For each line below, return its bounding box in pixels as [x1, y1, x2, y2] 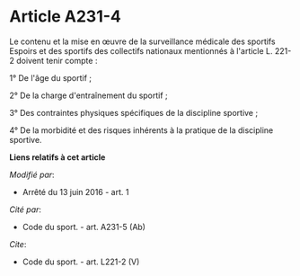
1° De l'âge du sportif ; [9, 72, 93, 83]
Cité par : [9, 204, 42, 215]
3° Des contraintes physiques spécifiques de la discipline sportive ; [9, 107, 259, 118]
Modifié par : [9, 169, 56, 180]
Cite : [9, 238, 27, 249]
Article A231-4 [9, 6, 121, 27]
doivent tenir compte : [16, 55, 98, 66]
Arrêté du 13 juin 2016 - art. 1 [22, 186, 129, 197]
